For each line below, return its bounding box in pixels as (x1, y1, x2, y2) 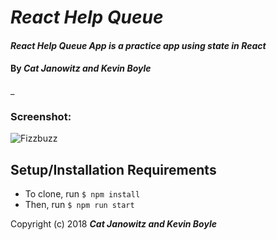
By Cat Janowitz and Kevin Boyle (10, 62, 152, 75)
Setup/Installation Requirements (10, 161, 217, 178)
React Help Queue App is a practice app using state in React (10, 39, 267, 51)
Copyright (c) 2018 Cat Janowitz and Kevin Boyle (10, 218, 217, 230)
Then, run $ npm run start (24, 199, 135, 211)
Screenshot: (10, 109, 72, 123)
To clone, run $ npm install (24, 188, 141, 200)
